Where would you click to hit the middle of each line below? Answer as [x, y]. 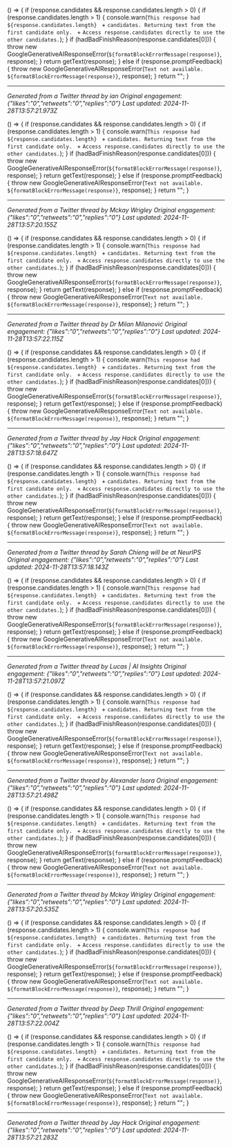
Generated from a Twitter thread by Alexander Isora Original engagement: [113, 780]
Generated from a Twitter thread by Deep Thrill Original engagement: [106, 1008]
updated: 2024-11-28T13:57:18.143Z [58, 567]
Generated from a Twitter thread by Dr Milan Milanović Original [97, 324]
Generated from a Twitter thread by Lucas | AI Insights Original [97, 666]
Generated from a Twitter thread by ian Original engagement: [95, 96]
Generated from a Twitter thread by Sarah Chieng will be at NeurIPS [104, 552]
